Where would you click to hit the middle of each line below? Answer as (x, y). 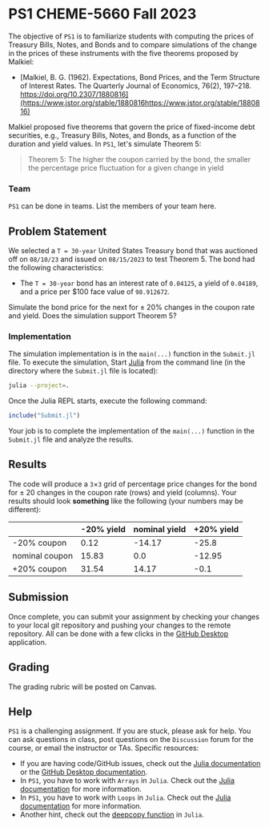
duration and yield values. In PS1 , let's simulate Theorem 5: (105, 143)
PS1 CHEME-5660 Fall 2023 (102, 14)
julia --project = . (39, 385)
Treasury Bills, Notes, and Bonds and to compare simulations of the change (133, 44)
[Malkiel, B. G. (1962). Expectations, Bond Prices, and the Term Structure (140, 77)
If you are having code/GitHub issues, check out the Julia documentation (140, 764)
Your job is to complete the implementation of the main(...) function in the (131, 431)
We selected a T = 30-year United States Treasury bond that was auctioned (133, 251)
